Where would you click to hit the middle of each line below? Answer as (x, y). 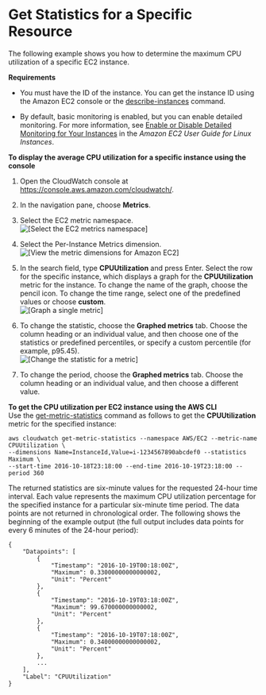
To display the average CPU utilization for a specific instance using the (127, 157)
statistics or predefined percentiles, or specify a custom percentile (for (135, 342)
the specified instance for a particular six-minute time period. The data (124, 504)
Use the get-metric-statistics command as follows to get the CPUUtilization (132, 415)
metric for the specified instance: (62, 423)
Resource (40, 31)
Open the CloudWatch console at (74, 181)
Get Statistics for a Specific (100, 15)
